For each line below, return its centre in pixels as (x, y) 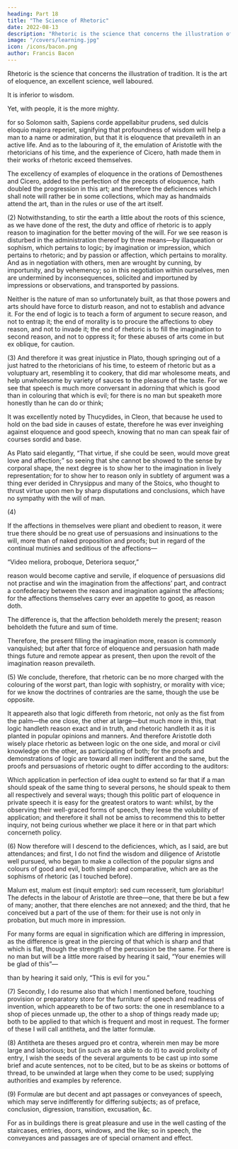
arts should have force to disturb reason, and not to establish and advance (116, 306)
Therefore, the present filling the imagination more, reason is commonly (112, 640)
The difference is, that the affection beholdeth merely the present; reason (114, 619)
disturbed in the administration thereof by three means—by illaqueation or (115, 240)
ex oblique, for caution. (41, 344)
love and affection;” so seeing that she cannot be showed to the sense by (114, 460)
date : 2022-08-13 (33, 27)
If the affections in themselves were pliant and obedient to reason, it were (114, 526)
